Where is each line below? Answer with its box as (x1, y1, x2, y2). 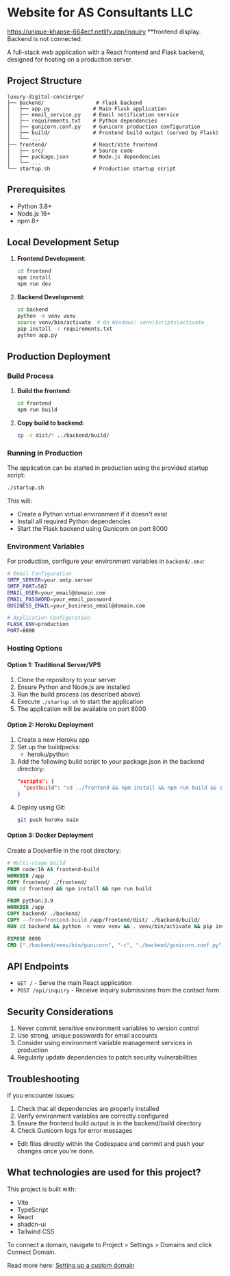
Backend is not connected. (7, 34, 83, 42)
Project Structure (7, 75, 82, 87)
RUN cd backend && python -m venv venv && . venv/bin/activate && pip (7, 923, 213, 929)
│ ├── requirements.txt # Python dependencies (7, 117, 157, 124)
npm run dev (16, 281, 51, 288)
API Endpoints (7, 960, 69, 972)
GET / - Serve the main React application (16, 979, 132, 987)
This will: (7, 497, 32, 505)
